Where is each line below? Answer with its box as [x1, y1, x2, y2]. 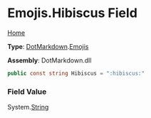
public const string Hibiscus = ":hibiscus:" [7, 70, 145, 77]
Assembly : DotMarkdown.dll [7, 55, 92, 65]
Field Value [7, 87, 47, 97]
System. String [7, 103, 49, 112]
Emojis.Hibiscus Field [7, 5, 137, 21]
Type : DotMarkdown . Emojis [7, 42, 89, 50]
